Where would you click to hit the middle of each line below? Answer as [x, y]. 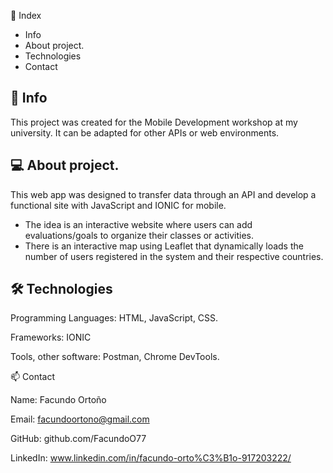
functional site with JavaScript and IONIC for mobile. [118, 205]
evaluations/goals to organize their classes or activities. [139, 235]
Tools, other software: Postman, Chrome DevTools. [115, 357]
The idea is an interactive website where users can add [138, 224]
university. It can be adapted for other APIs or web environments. [145, 132]
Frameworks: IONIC [51, 337]
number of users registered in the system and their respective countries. [174, 256]
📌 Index [26, 15]
